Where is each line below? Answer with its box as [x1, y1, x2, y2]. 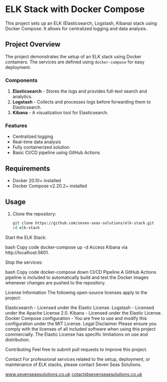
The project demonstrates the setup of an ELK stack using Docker [5, 53, 141, 59]
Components [5, 77, 38, 84]
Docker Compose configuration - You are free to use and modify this [5, 315, 147, 321]
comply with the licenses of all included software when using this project [5, 326, 156, 332]
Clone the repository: [12, 210, 57, 217]
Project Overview [5, 40, 61, 49]
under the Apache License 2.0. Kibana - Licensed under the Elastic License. [5, 310, 162, 316]
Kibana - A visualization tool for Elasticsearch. [12, 110, 109, 116]
